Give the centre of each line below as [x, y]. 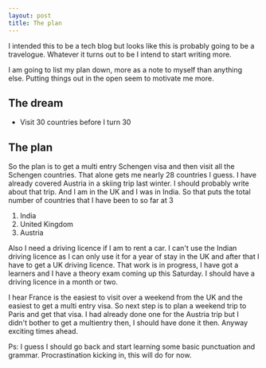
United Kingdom [47, 225]
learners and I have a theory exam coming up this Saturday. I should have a [131, 274]
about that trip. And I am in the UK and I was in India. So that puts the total [129, 192]
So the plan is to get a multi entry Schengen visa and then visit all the [121, 166]
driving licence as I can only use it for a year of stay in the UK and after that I [134, 256]
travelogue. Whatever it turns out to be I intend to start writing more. [120, 54]
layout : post [30, 16]
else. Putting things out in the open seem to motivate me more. [111, 78]
